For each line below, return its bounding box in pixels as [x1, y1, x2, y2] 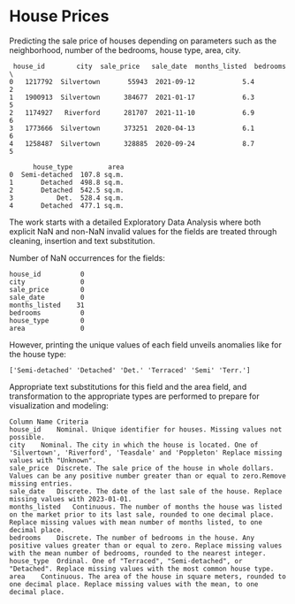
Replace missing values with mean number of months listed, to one [9, 517, 263, 527]
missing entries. [9, 479, 73, 488]
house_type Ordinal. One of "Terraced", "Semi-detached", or [9, 556, 243, 565]
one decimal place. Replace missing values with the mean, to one [9, 579, 259, 589]
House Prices [9, 6, 110, 27]
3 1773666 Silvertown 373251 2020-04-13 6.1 [9, 124, 254, 133]
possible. [9, 432, 46, 441]
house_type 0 [9, 316, 86, 325]
